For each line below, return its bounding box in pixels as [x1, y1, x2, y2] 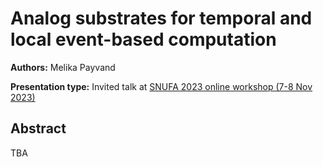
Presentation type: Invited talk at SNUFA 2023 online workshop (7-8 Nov [10, 80, 313, 92]
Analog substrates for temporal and [10, 7, 313, 30]
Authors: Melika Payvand [10, 61, 116, 73]
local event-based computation [10, 28, 277, 51]
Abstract [10, 120, 67, 137]
